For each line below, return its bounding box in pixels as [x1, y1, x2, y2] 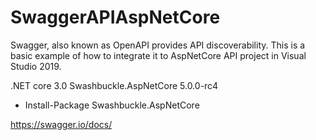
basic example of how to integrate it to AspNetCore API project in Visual [10, 49, 307, 61]
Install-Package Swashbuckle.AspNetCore [24, 99, 200, 111]
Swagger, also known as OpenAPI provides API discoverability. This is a [10, 39, 306, 51]
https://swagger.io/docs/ [10, 118, 113, 130]
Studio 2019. [10, 60, 62, 72]
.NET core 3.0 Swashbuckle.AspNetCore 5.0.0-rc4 [10, 79, 219, 91]
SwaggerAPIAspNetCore [10, 6, 221, 29]
